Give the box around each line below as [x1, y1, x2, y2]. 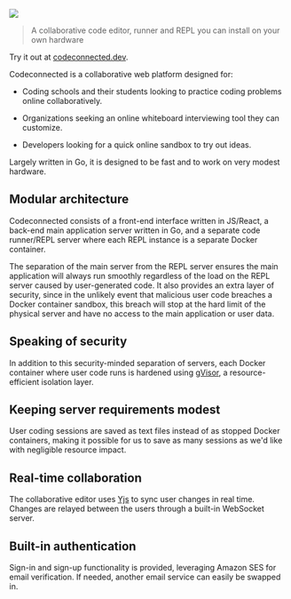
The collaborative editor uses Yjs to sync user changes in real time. [9, 494, 256, 505]
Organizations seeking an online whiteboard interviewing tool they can [21, 113, 279, 124]
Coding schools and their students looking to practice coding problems [21, 86, 282, 97]
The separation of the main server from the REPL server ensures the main [9, 260, 279, 271]
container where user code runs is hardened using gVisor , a [9, 367, 228, 378]
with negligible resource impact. [9, 444, 127, 455]
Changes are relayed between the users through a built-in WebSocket [9, 503, 264, 515]
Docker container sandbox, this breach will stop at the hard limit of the [9, 299, 266, 309]
